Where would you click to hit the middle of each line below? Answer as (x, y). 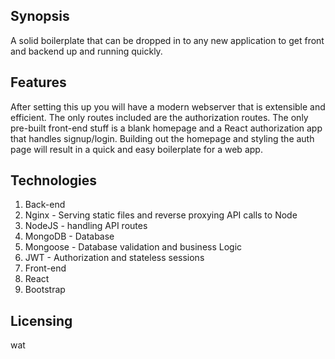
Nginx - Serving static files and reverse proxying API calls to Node (161, 215)
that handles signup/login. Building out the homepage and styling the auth (162, 138)
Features (38, 82)
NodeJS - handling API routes (86, 226)
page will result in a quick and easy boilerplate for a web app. (136, 149)
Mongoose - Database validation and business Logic (133, 247)
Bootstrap (45, 290)
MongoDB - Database (69, 236)
